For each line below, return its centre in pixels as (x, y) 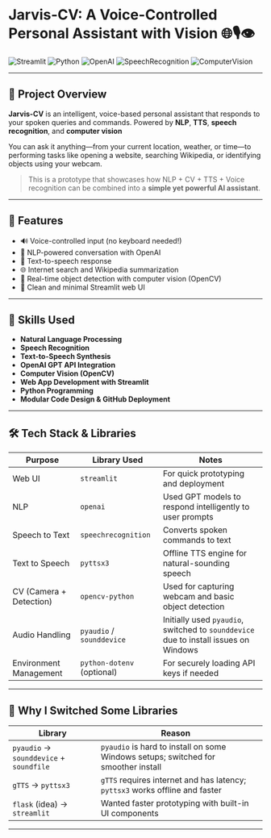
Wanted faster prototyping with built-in (175, 803)
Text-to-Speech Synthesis (65, 356)
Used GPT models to (202, 497)
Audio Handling (42, 635)
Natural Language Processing (71, 340)
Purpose (42, 460)
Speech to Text (41, 536)
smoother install (131, 767)
